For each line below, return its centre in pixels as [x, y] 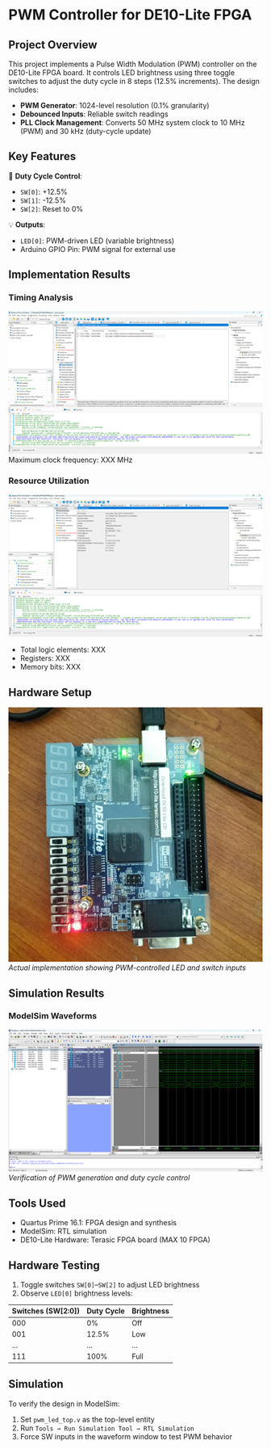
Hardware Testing [54, 1265]
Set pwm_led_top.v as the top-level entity [87, 1419]
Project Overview [53, 45]
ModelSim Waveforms [53, 1016]
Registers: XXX [45, 658]
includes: [23, 90]
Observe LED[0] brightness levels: [76, 1293]
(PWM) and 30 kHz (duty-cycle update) [85, 131]
